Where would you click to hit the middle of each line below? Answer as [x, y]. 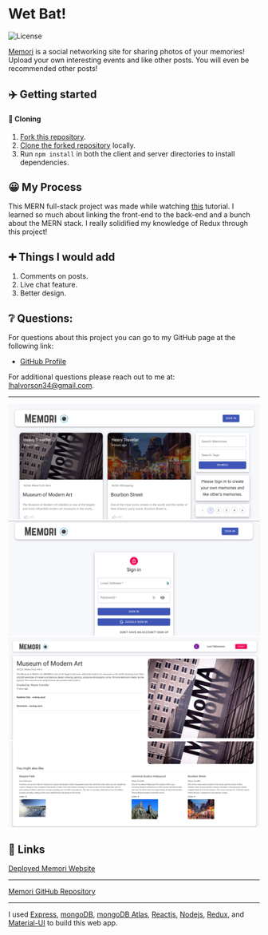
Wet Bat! [37, 14]
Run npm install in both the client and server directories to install [127, 153]
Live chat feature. [49, 285]
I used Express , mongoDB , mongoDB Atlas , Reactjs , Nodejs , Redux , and [126, 914]
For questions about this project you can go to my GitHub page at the [122, 337]
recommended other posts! [53, 68]
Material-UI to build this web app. [63, 923]
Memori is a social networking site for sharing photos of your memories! [126, 51]
